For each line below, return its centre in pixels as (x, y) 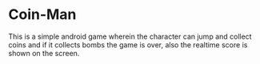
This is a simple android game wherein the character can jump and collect (130, 36)
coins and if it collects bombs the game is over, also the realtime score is (128, 44)
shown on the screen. (44, 53)
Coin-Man (42, 15)
